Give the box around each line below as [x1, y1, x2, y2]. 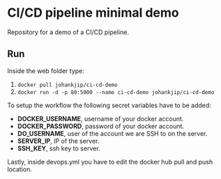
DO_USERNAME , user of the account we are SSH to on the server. [17, 129, 208, 137]
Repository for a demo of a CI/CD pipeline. [7, 28, 129, 36]
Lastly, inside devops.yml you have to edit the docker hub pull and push [7, 157, 213, 166]
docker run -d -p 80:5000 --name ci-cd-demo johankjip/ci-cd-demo [17, 88, 215, 95]
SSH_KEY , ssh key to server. [17, 144, 100, 153]
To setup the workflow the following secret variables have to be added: [7, 101, 211, 109]
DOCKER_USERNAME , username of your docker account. [17, 114, 184, 123]
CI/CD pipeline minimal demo [7, 5, 179, 21]
